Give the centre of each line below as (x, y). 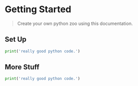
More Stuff (22, 67)
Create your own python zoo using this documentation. (75, 23)
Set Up (16, 39)
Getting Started (38, 9)
